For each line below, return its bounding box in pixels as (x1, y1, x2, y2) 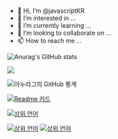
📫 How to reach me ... (17, 37, 82, 44)
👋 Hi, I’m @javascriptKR (17, 7, 85, 15)
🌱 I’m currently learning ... (17, 22, 92, 29)
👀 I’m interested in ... (17, 14, 76, 22)
